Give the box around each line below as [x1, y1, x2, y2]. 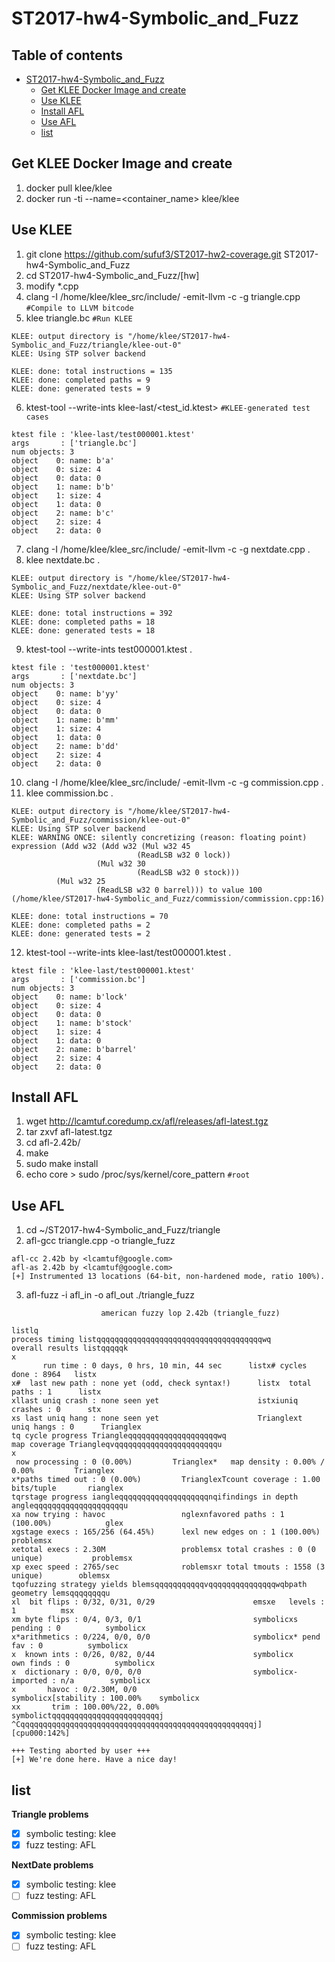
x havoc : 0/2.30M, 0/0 [11, 1685, 138, 1695]
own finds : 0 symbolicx [11, 1658, 156, 1669]
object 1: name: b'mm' [11, 715, 119, 725]
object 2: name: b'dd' [11, 741, 119, 751]
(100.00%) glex [11, 1518, 124, 1529]
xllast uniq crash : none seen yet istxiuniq [11, 1396, 299, 1406]
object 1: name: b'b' [11, 482, 115, 492]
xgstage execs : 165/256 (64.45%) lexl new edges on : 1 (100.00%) [11, 1527, 321, 1537]
